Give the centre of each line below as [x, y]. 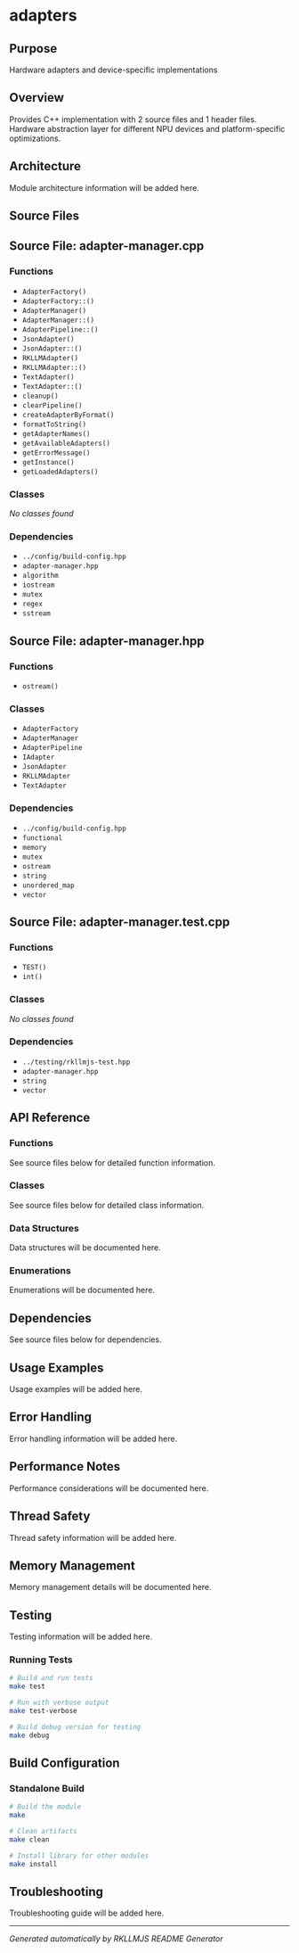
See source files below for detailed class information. [107, 1205]
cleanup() [40, 396]
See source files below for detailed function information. [113, 1162]
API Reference [50, 1118]
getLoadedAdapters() [60, 472]
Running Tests [41, 1660]
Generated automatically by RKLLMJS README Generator [117, 1939]
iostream [38, 585]
